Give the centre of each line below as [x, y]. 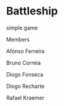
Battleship [32, 11]
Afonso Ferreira [25, 51]
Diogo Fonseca [25, 74]
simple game [22, 28]
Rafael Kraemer [25, 98]
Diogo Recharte [25, 86]
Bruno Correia [23, 63]
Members [18, 39]
